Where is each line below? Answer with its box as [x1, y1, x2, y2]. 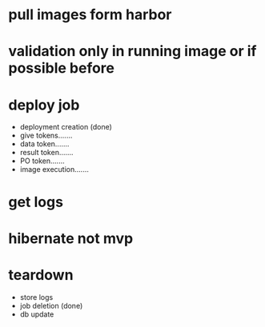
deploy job [8, 96, 80, 114]
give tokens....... [19, 130, 73, 141]
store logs [19, 292, 54, 301]
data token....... [19, 139, 70, 149]
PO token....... [19, 156, 66, 165]
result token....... [19, 148, 74, 158]
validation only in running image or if [8, 42, 257, 61]
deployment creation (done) [19, 122, 112, 132]
